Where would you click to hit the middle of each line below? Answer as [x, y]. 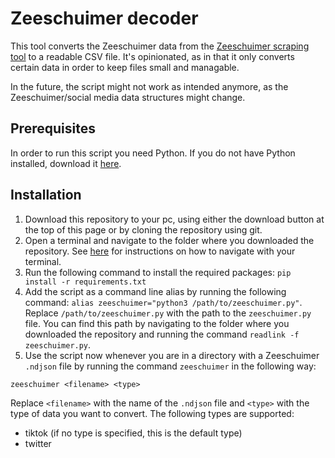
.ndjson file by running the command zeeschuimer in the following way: [170, 366]
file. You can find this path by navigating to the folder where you [157, 323]
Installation [46, 195]
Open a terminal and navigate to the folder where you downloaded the [169, 240]
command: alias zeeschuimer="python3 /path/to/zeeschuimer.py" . [163, 302]
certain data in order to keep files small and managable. [125, 67]
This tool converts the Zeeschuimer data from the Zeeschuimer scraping [160, 46]
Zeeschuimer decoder [104, 18]
